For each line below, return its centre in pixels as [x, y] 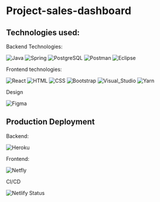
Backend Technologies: [34, 46]
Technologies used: [43, 33]
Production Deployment [50, 122]
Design [15, 92]
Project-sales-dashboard [69, 11]
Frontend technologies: [34, 69]
